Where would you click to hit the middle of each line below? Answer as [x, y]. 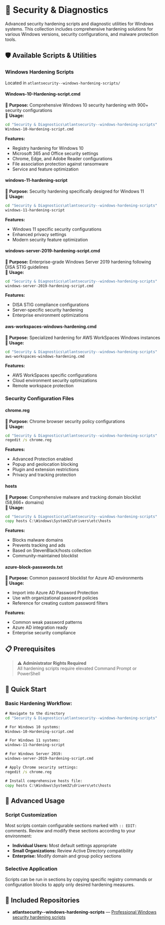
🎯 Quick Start [26, 689]
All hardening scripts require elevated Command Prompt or [77, 668]
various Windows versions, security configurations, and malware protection [82, 34]
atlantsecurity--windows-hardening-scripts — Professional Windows [84, 912]
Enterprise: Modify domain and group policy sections [67, 856]
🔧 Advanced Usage [35, 801]
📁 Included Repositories [42, 900]
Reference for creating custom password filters [60, 603]
